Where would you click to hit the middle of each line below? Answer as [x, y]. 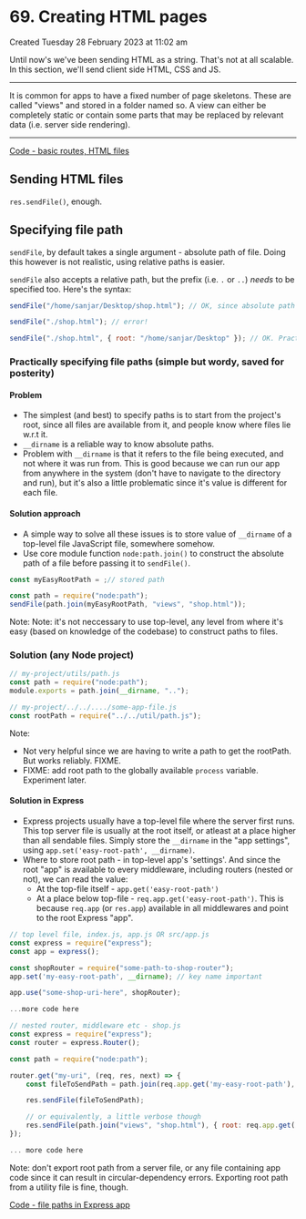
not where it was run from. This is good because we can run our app [151, 464]
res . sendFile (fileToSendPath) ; [85, 1101]
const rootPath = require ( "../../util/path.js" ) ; [106, 716]
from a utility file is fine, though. [69, 1187]
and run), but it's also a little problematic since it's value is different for [155, 483]
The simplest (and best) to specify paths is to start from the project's [152, 415]
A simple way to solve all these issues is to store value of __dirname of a [157, 534]
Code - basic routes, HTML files [70, 150]
